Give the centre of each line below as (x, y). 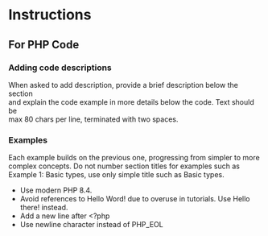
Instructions (50, 15)
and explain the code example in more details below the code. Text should (132, 101)
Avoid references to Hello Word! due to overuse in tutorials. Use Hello (135, 199)
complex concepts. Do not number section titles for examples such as (124, 166)
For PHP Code (44, 45)
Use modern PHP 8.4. (56, 190)
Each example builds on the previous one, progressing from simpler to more (134, 158)
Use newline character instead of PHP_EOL (91, 225)
